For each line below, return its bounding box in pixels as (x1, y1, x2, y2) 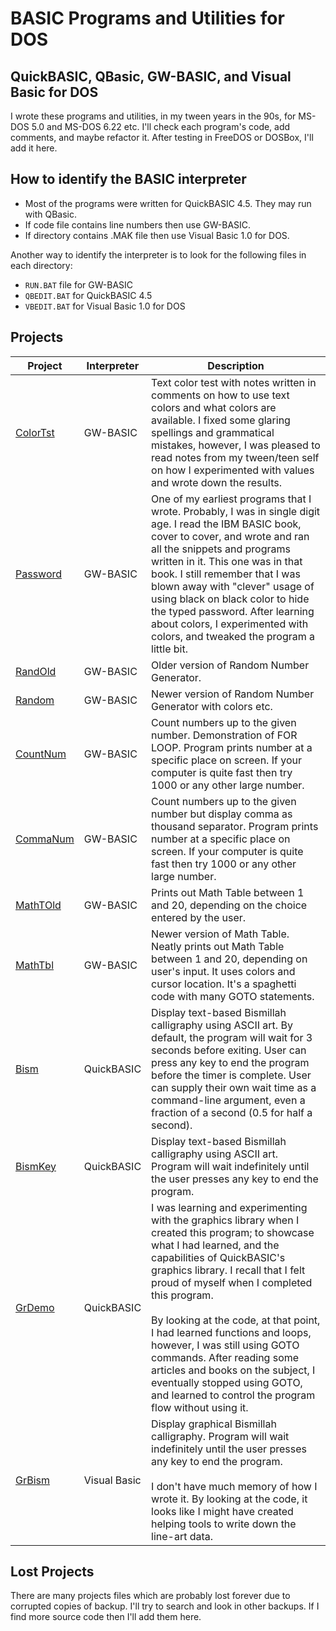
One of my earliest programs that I (151, 492, 312, 506)
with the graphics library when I (151, 1213, 300, 1227)
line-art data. (151, 1529, 214, 1543)
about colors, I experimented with (151, 617, 309, 631)
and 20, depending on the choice (151, 898, 308, 912)
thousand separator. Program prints (151, 819, 319, 833)
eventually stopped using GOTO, (151, 1375, 303, 1389)
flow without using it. (151, 1400, 249, 1414)
